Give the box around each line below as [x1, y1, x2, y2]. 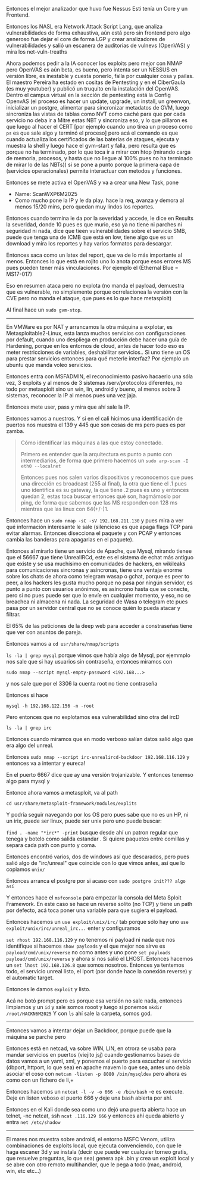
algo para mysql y [6, 777, 50, 784]
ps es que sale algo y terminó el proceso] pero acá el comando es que [6, 129, 179, 136]
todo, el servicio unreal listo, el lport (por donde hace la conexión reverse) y [6, 968, 192, 974]
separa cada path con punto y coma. [6, 842, 96, 848]
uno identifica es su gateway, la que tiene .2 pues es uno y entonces [20, 487, 189, 493]
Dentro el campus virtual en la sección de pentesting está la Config [6, 92, 171, 98]
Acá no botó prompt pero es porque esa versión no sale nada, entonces [6, 997, 183, 1004]
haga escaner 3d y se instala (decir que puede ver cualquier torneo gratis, [6, 1148, 189, 1155]
